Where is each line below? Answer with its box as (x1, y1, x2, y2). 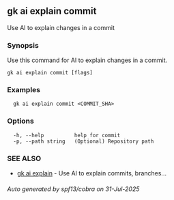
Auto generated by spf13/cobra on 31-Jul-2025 (7, 184, 140, 193)
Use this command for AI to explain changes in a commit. (7, 56, 168, 64)
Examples (7, 85, 41, 95)
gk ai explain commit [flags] (7, 70, 93, 76)
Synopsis (7, 40, 39, 50)
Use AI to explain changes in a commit (7, 23, 115, 31)
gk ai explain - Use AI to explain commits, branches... (16, 169, 167, 177)
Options (7, 116, 34, 126)
